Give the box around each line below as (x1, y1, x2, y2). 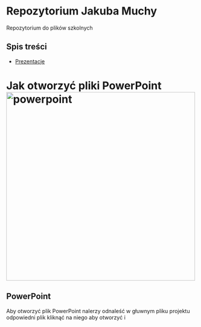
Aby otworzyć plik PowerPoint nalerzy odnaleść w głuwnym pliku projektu (6, 307, 190, 314)
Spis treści (6, 42, 47, 52)
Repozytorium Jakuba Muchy (6, 4, 158, 18)
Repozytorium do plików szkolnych (6, 24, 94, 31)
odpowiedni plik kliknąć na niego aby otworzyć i (6, 314, 126, 321)
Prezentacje (14, 57, 45, 65)
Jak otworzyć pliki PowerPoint (6, 78, 162, 92)
